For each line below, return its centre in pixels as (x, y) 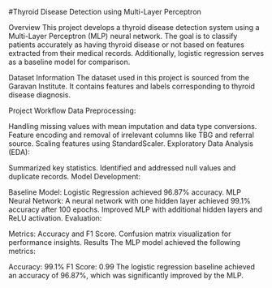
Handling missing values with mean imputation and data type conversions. (133, 126)
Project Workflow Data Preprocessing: (72, 110)
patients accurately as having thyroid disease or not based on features (127, 45)
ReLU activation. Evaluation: (55, 218)
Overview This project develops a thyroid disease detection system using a (134, 27)
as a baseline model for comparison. (69, 62)
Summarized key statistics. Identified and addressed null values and (122, 168)
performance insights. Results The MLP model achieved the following (125, 242)
